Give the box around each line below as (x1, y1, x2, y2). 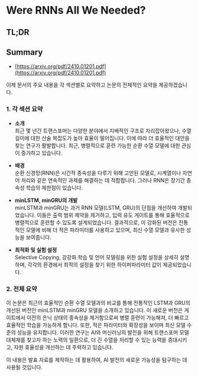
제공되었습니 (162, 261, 192, 268)
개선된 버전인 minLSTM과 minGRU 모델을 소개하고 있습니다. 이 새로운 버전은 (6, 306, 183, 314)
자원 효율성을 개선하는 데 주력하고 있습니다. (14, 343, 113, 351)
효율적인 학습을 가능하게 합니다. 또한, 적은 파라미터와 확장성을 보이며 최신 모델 (6, 321, 186, 329)
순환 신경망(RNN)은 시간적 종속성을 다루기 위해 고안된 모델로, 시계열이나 (14, 169, 181, 176)
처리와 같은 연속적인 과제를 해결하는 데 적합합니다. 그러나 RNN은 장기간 (21, 176, 185, 184)
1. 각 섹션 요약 (6, 105, 43, 113)
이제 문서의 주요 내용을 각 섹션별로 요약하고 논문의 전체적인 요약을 (6, 81, 158, 89)
